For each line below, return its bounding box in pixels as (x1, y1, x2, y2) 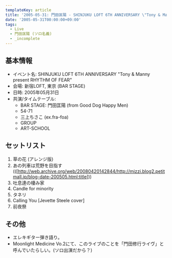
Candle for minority (12, 185, 54, 191)
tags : (5, 22, 17, 27)
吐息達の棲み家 (12, 180, 45, 186)
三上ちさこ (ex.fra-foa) (20, 114, 69, 120)
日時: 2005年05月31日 (12, 89, 59, 95)
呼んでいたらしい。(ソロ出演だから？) (12, 247, 93, 253)
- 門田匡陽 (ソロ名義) (10, 31, 52, 36)
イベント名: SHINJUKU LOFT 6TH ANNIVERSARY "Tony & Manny (12, 71, 150, 77)
